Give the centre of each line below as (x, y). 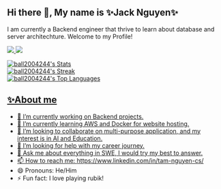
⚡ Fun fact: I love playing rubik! (60, 178)
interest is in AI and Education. (60, 138)
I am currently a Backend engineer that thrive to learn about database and (111, 29)
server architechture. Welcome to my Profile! (70, 36)
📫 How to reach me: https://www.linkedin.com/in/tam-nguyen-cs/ (110, 160)
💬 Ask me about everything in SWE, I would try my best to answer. (110, 153)
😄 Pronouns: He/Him (47, 170)
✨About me (32, 100)
